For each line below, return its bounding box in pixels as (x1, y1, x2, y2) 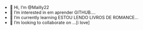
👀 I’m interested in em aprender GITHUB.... (9, 10, 96, 15)
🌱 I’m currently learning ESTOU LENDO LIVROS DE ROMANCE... (9, 15, 139, 20)
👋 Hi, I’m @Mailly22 (9, 5, 49, 10)
